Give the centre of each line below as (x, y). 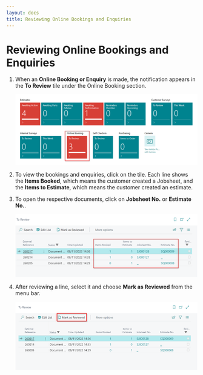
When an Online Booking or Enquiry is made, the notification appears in (105, 79)
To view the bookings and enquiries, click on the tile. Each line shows (101, 174)
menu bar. (28, 293)
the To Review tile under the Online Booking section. (81, 86)
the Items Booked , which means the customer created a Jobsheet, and (104, 181)
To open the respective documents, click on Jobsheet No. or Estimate (103, 199)
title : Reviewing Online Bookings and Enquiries (69, 19)
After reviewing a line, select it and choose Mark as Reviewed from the (104, 287)
